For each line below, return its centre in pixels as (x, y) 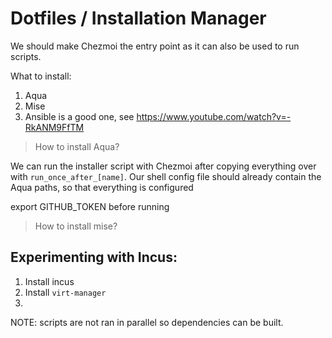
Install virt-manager (65, 292)
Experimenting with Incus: (94, 257)
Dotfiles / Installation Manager (138, 18)
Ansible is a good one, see (79, 116)
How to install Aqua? (77, 146)
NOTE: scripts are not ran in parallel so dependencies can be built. (147, 322)
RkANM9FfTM (54, 127)
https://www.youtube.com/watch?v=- (214, 116)
